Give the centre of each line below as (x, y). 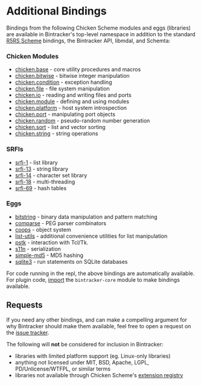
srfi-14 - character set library (51, 175)
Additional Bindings (56, 11)
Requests (24, 305)
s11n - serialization (38, 249)
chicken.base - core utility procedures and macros (78, 69)
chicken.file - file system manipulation (62, 89)
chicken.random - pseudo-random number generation (82, 121)
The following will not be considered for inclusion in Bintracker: (85, 344)
